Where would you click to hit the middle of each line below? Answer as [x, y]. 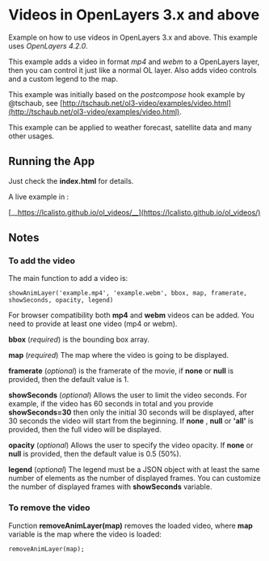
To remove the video [49, 508]
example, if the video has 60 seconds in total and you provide [111, 404]
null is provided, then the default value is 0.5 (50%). [95, 454]
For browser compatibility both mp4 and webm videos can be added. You [131, 315]
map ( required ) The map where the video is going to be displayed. [118, 355]
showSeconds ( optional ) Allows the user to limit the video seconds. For [128, 395]
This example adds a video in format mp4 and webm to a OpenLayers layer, [134, 62]
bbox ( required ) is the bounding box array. [79, 340]
